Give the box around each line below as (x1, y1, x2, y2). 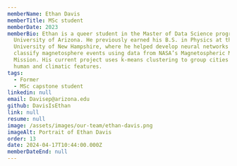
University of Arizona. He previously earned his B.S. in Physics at (13, 37, 222, 44)
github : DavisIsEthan (7, 102, 71, 109)
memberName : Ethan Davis (7, 10, 80, 18)
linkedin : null (7, 89, 52, 96)
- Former (13, 76, 39, 83)
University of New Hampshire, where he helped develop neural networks (13, 43, 229, 50)
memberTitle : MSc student (7, 17, 83, 24)
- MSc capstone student (13, 83, 83, 90)
